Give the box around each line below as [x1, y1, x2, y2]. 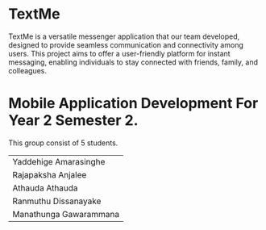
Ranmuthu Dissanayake [12, 195, 102, 207]
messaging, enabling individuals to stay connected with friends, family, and [8, 57, 258, 67]
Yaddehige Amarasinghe [12, 156, 106, 167]
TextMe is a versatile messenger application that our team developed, [8, 31, 240, 41]
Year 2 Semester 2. [8, 111, 139, 130]
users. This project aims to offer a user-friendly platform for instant [8, 48, 231, 58]
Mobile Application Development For [8, 94, 259, 113]
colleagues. [8, 65, 47, 75]
